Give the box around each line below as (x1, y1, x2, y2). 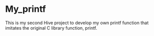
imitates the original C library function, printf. (5, 25, 97, 31)
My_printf (5, 3, 46, 15)
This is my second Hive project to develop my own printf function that (5, 20, 149, 26)
